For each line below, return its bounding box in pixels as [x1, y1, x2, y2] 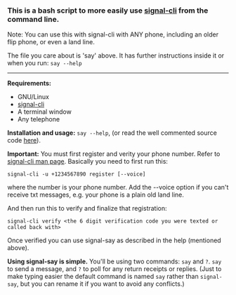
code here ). [7, 136, 41, 145]
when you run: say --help [7, 59, 82, 67]
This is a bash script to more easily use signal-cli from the [7, 6, 209, 15]
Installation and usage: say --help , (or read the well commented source [7, 129, 218, 137]
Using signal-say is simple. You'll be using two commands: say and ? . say [7, 257, 222, 265]
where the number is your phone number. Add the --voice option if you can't [7, 183, 229, 192]
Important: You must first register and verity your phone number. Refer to [7, 150, 221, 158]
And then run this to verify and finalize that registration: [7, 204, 167, 213]
